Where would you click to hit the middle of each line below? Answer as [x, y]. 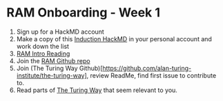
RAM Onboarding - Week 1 [83, 13]
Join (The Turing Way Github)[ [59, 68]
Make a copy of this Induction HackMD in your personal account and [114, 38]
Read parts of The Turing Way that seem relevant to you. [97, 90]
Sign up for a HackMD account [60, 32]
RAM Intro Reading [43, 54]
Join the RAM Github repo [53, 60]
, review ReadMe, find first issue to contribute [152, 75]
